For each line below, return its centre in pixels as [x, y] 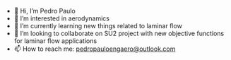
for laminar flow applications [55, 41]
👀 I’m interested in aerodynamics [61, 18]
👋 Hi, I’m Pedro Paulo [45, 11]
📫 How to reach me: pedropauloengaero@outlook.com [95, 49]
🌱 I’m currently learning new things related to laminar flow [98, 26]
